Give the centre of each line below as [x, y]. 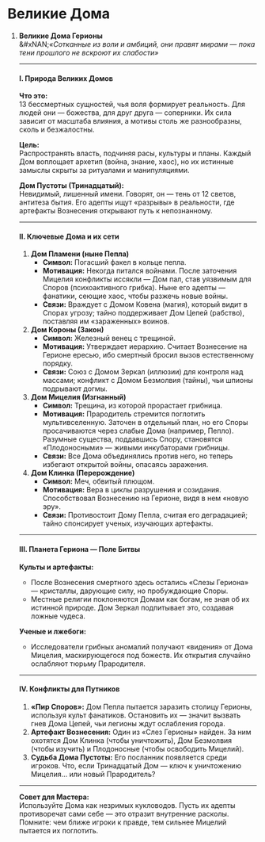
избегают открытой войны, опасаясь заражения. [125, 465]
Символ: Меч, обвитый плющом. [98, 481]
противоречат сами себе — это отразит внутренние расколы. [124, 813]
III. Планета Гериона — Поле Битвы [79, 549]
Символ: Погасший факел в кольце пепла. [114, 262]
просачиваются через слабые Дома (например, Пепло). [138, 431]
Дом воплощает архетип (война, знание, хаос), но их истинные [126, 162]
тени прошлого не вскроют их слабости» [89, 52]
